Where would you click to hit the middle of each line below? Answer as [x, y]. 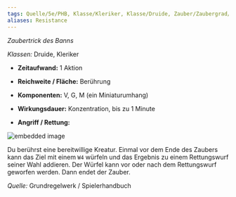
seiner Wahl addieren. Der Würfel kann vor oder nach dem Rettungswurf [112, 164]
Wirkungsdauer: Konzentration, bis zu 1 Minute [86, 108]
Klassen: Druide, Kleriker [43, 54]
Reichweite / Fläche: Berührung [64, 81]
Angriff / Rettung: [44, 122]
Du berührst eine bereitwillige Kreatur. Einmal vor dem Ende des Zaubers [113, 149]
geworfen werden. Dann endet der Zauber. [69, 172]
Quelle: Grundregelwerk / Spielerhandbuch [69, 185]
